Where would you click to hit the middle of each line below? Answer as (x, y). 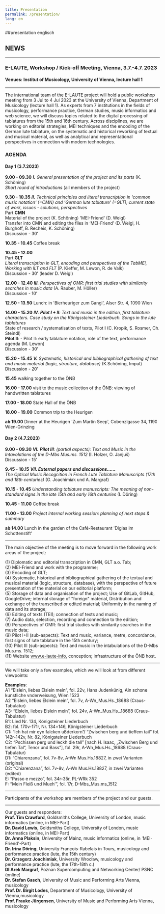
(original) (14, 763)
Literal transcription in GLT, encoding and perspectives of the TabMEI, (76, 263)
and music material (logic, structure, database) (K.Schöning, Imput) (74, 364)
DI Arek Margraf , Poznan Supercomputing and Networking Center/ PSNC (79, 869)
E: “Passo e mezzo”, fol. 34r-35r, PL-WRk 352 (51, 779)
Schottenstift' (19, 533)
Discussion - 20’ (22, 369)
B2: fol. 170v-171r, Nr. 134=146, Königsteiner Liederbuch (61, 726)
